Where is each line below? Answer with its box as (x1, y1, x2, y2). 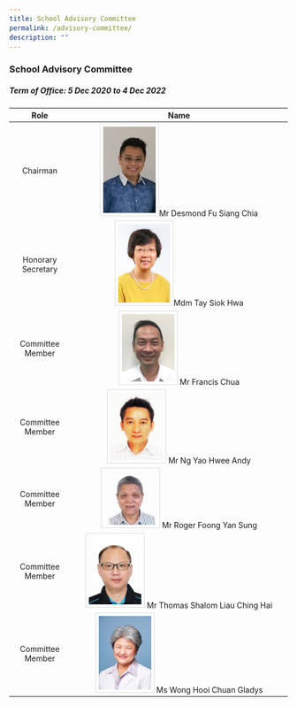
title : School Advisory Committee (9, 14, 137, 23)
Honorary (22, 254, 57, 265)
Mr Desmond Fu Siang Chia (158, 208, 259, 219)
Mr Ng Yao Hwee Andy (167, 455, 252, 465)
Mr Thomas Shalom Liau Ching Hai (147, 600, 273, 610)
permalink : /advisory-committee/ (9, 23, 133, 33)
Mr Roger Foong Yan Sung (162, 520, 258, 531)
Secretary (21, 264, 58, 274)
